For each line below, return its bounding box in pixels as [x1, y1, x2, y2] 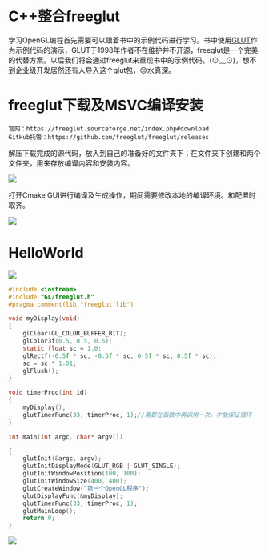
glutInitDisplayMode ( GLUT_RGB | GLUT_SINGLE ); [22, 462, 181, 471]
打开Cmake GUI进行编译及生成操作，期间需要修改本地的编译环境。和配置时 [8, 190, 256, 200]
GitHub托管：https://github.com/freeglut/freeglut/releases [8, 133, 210, 141]
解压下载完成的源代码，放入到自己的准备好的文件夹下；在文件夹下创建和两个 [8, 148, 261, 158]
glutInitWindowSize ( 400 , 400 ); [22, 477, 127, 485]
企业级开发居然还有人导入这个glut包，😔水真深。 [14, 65, 176, 74]
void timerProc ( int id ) [8, 389, 88, 397]
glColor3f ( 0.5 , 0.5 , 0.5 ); [22, 337, 113, 345]
